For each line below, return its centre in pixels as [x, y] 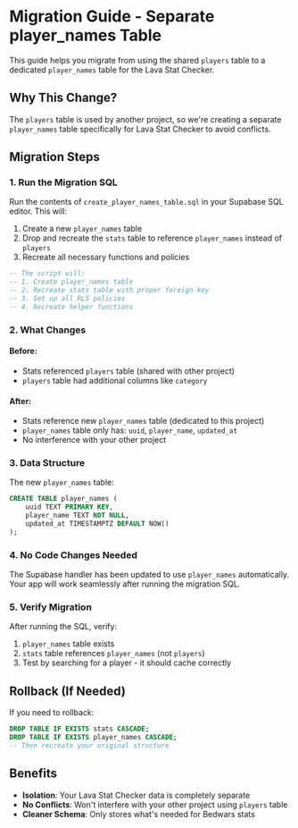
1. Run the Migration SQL [63, 182]
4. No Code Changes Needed [74, 554]
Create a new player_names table [82, 229]
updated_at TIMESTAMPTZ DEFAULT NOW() [97, 524]
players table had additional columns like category [115, 380]
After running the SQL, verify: [63, 627]
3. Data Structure [47, 463]
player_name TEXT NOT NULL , [77, 516]
